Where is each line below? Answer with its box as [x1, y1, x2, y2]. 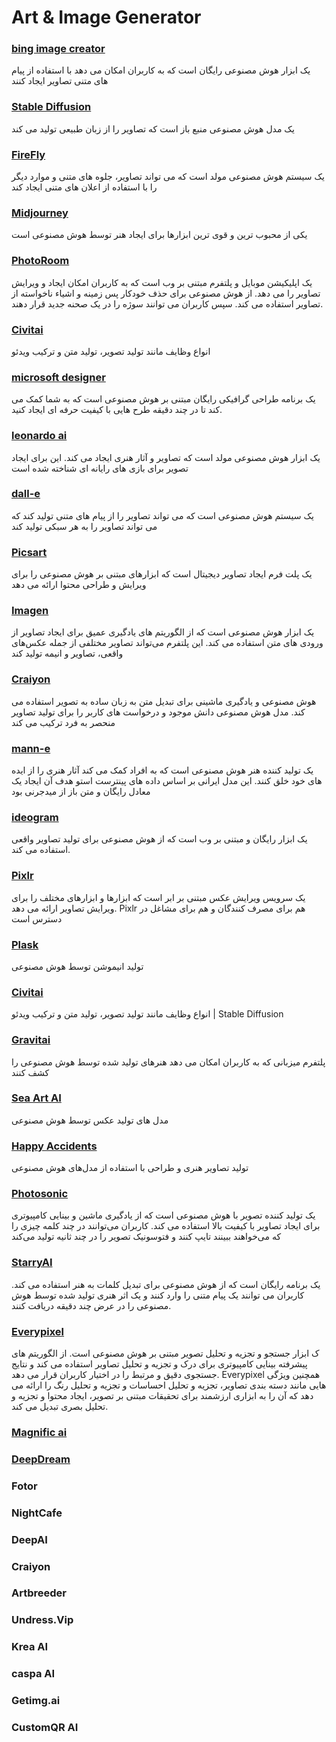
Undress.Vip [11, 1613, 74, 1627]
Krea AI [11, 1640, 49, 1654]
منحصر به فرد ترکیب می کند [11, 716, 116, 728]
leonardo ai [11, 429, 68, 443]
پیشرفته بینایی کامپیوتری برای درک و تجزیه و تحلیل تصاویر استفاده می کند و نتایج [11, 1358, 308, 1370]
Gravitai [11, 1033, 51, 1047]
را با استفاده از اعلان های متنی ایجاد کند [11, 181, 158, 193]
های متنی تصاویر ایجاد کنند [11, 75, 109, 87]
